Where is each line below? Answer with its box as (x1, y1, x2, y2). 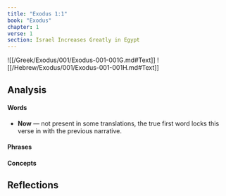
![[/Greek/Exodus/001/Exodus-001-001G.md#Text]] (7, 56, 156, 64)
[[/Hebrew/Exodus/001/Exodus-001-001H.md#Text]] (7, 63, 160, 72)
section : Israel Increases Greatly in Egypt (7, 37, 140, 44)
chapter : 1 (7, 23, 39, 30)
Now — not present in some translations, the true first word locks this (17, 119, 220, 128)
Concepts (7, 159, 37, 167)
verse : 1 (7, 30, 33, 37)
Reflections (7, 179, 59, 191)
